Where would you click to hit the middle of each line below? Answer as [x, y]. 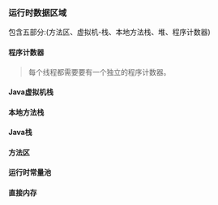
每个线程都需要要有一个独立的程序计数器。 [99, 72]
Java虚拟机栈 [31, 92]
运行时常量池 [30, 172]
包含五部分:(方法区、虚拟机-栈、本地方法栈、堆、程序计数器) [109, 32]
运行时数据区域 [38, 12]
